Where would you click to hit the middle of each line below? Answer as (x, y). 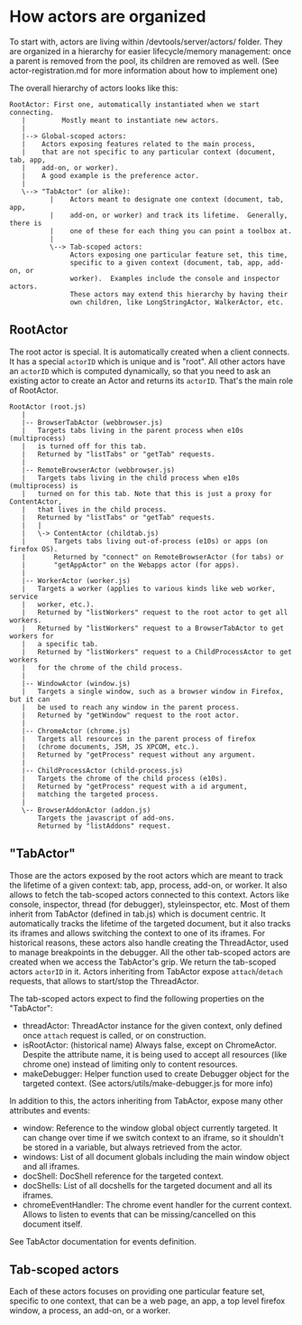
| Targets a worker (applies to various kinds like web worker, (149, 588)
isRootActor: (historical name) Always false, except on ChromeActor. (149, 1045)
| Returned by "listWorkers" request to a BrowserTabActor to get (152, 628)
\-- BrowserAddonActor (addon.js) (86, 810)
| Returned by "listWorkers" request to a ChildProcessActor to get (157, 652)
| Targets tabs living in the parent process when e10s (133, 430)
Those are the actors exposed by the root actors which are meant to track (146, 875)
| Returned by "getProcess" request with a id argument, (134, 786)
